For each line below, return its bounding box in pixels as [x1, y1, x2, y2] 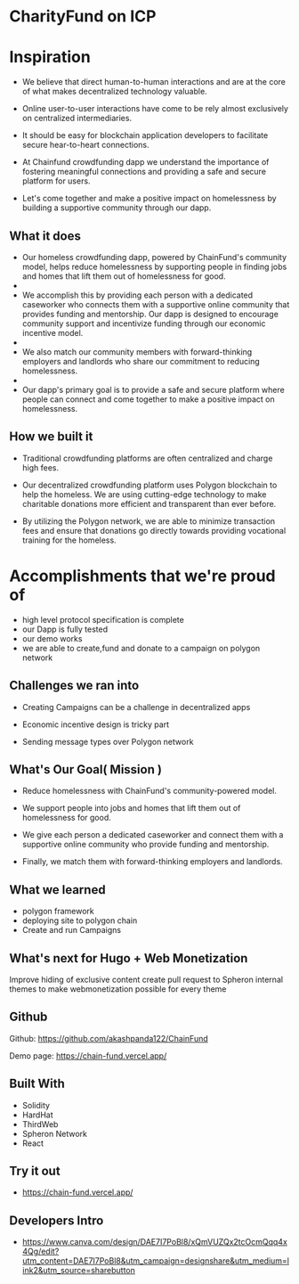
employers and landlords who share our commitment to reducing [21, 356, 260, 366]
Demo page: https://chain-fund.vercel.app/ [9, 1050, 167, 1061]
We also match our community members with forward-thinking [21, 346, 253, 357]
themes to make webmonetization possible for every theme [9, 983, 227, 994]
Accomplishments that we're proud [9, 566, 276, 585]
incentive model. [21, 327, 84, 338]
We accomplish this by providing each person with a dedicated [21, 290, 254, 300]
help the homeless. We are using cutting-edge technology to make [21, 488, 267, 500]
